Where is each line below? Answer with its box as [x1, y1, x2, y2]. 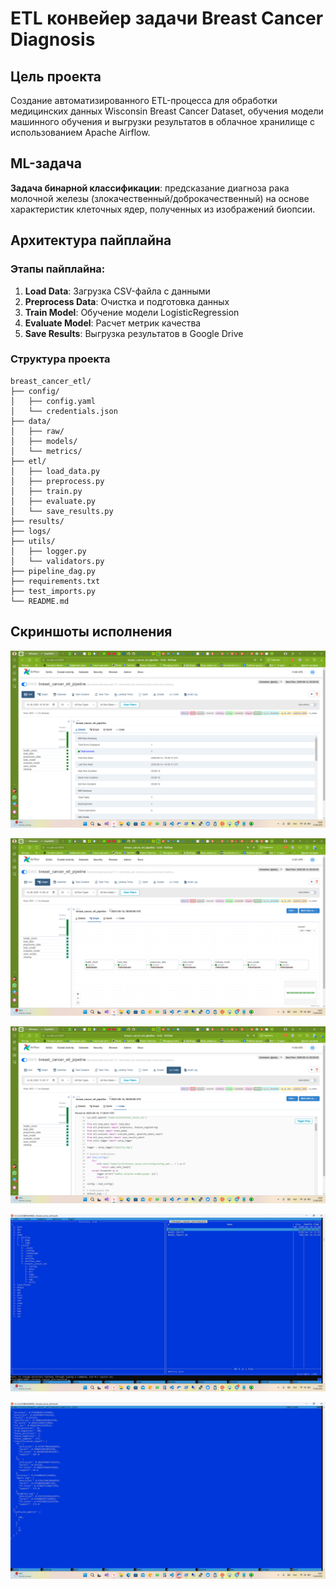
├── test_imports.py [10, 586, 97, 596]
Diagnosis [10, 28, 96, 51]
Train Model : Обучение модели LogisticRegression [24, 306, 240, 318]
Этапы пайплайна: [10, 262, 106, 276]
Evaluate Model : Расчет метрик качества [24, 317, 202, 329]
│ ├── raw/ [10, 426, 65, 436]
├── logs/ [10, 526, 52, 536]
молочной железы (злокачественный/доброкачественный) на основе [10, 192, 310, 204]
